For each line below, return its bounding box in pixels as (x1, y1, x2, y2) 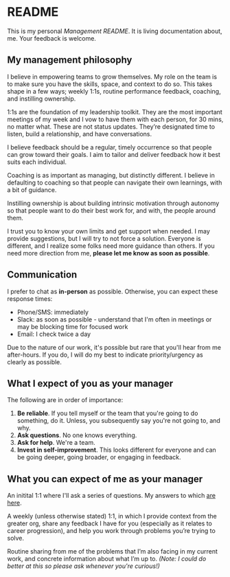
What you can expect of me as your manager (7, 473, 203, 485)
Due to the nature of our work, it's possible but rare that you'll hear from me (7, 343, 222, 351)
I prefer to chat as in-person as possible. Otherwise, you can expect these (7, 287, 218, 295)
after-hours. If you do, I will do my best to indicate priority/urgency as (7, 350, 204, 359)
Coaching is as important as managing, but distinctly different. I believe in (7, 171, 215, 179)
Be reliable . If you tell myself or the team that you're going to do (16, 409, 198, 417)
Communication (7, 269, 78, 281)
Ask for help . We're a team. (16, 439, 95, 447)
